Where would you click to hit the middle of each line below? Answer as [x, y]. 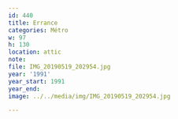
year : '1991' [30, 74]
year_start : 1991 [37, 81]
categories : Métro [38, 30]
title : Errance [33, 23]
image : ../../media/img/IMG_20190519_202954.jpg [89, 96]
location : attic [35, 52]
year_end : [24, 89]
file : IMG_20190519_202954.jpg [59, 67]
